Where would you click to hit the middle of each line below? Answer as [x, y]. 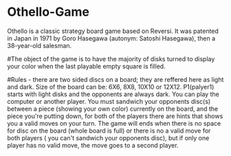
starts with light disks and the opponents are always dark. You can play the [113, 94]
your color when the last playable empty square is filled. [87, 66]
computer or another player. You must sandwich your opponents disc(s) [109, 101]
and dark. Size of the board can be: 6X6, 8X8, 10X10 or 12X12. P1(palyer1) [111, 87]
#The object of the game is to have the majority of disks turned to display [111, 58]
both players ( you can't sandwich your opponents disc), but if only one [108, 137]
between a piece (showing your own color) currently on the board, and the [113, 109]
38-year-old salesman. [40, 45]
